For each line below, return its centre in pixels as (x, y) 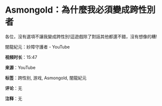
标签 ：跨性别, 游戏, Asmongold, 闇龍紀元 (46, 78)
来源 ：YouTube (20, 67)
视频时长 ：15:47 (21, 57)
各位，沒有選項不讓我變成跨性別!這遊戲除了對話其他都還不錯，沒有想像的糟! (81, 36)
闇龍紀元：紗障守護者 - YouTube (37, 47)
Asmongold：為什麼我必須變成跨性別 (80, 10)
